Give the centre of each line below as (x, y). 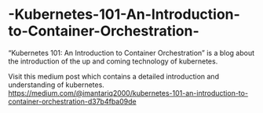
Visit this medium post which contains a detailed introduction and (114, 76)
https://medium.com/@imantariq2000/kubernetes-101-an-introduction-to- (128, 93)
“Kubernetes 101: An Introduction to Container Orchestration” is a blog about (131, 53)
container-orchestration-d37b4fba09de (72, 101)
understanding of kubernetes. (56, 85)
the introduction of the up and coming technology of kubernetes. (113, 61)
